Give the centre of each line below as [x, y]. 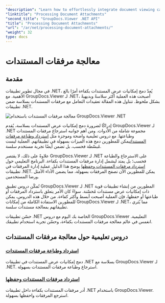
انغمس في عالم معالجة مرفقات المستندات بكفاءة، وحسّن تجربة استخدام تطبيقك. [79, 221]
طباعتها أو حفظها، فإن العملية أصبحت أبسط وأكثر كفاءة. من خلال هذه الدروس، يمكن [82, 196]
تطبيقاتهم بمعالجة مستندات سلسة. [37, 207]
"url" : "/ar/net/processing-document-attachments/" [59, 28]
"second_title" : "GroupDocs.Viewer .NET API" [53, 19]
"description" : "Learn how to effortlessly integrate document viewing [80, 10]
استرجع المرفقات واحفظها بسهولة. [37, 295]
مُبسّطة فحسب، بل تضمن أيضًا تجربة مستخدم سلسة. [54, 146]
